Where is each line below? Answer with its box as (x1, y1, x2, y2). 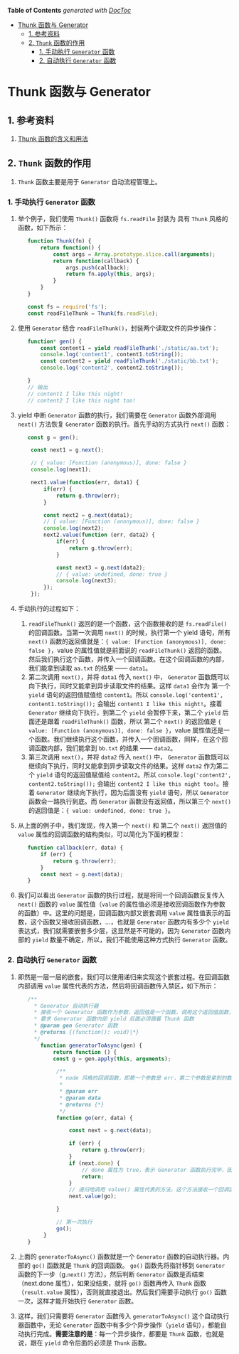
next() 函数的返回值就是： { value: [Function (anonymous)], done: (28, 637, 227, 646)
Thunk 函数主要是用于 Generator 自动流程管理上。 (17, 177, 161, 186)
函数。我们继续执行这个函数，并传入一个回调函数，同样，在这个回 (34, 735, 228, 744)
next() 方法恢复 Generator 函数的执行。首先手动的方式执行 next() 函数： (17, 420, 231, 428)
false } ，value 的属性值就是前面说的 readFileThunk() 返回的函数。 (28, 646, 226, 655)
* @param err (59, 1088, 98, 1095)
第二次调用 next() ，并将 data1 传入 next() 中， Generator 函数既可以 (28, 673, 230, 681)
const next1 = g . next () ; (31, 447, 105, 454)
